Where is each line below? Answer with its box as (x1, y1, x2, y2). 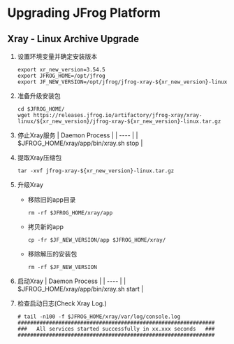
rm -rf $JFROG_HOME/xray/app (27, 209, 113, 216)
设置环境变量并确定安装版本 (17, 53, 98, 60)
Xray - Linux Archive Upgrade (7, 33, 140, 45)
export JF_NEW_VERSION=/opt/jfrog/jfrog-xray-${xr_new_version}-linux (17, 78, 228, 85)
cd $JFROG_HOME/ (17, 106, 65, 113)
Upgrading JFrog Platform (7, 5, 161, 21)
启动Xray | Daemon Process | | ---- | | (17, 277, 126, 285)
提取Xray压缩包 (17, 153, 62, 162)
